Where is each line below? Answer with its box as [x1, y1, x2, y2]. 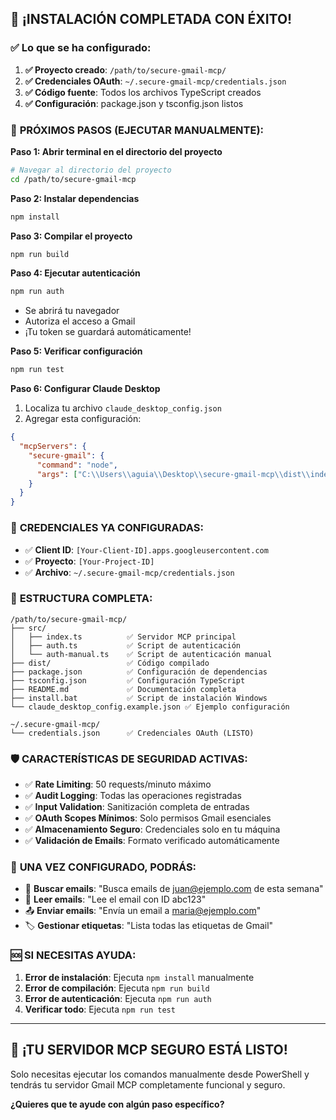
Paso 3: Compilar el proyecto [10, 230, 133, 242]
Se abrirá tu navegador [24, 305, 120, 317]
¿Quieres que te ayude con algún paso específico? [10, 1098, 225, 1110]
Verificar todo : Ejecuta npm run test [24, 1003, 176, 1015]
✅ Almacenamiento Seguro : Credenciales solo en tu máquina [24, 823, 281, 836]
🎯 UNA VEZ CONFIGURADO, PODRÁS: [10, 860, 197, 874]
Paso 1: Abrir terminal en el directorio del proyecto [10, 145, 223, 157]
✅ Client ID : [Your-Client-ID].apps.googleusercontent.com [24, 543, 269, 556]
